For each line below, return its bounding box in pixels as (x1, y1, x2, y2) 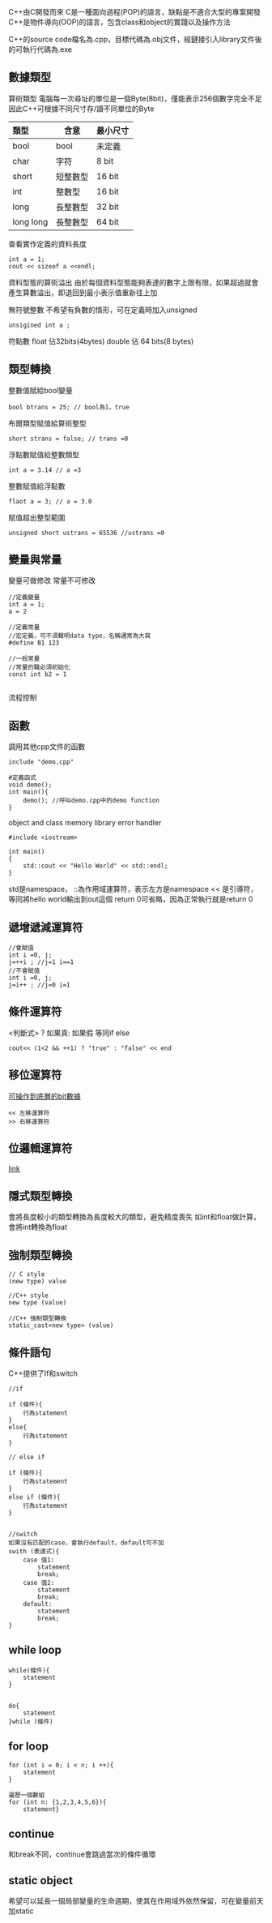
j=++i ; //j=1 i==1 (8, 958, 74, 966)
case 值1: (23, 1556, 55, 1564)
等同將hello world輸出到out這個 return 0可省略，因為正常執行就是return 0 (8, 894, 253, 904)
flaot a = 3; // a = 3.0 (8, 497, 92, 505)
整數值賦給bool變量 (8, 385, 73, 395)
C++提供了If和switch (8, 1368, 79, 1378)
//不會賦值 (8, 967, 40, 975)
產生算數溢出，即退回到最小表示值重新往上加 (8, 287, 158, 298)
